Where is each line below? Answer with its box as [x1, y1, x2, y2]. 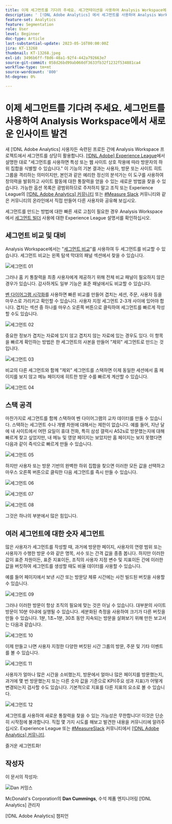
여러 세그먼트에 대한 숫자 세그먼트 [5, 529, 105, 538]
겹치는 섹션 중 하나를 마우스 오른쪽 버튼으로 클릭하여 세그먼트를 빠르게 [16, 304, 156, 310]
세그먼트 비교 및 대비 [5, 231, 66, 240]
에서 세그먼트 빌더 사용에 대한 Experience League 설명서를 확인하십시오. [5, 214, 152, 221]
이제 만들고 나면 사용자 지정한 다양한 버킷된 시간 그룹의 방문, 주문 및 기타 [5, 643, 150, 650]
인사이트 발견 [15, 128, 68, 140]
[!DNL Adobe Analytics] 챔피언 [5, 813, 69, 819]
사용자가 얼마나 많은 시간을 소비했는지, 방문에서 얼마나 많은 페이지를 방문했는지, [5, 672, 164, 678]
